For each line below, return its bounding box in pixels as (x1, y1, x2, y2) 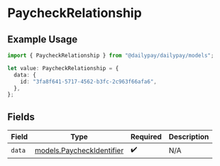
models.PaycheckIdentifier (34, 145, 124, 155)
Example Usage (7, 33, 78, 45)
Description (168, 132, 209, 142)
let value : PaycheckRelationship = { (7, 65, 119, 72)
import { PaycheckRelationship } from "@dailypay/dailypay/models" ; (7, 52, 214, 59)
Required (130, 132, 162, 142)
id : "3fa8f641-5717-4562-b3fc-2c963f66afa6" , (20, 78, 158, 85)
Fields (7, 111, 35, 123)
